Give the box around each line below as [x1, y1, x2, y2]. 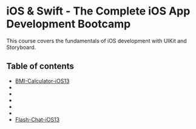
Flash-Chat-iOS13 [15, 116, 59, 123]
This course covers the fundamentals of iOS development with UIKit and [6, 37, 187, 44]
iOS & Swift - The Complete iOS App [6, 4, 191, 18]
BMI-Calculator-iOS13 [15, 77, 70, 84]
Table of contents [6, 61, 74, 71]
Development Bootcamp [6, 17, 131, 31]
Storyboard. [6, 44, 36, 51]
